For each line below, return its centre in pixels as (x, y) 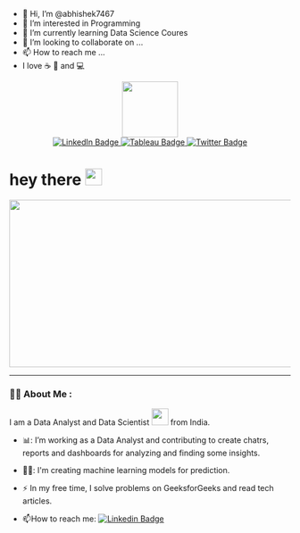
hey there (46, 180)
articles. (37, 501)
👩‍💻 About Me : (41, 394)
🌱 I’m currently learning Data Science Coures (105, 33)
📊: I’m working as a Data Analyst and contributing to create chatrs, (146, 440)
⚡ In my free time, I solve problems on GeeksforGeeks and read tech (148, 488)
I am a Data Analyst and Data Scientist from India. (110, 422)
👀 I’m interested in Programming (81, 23)
